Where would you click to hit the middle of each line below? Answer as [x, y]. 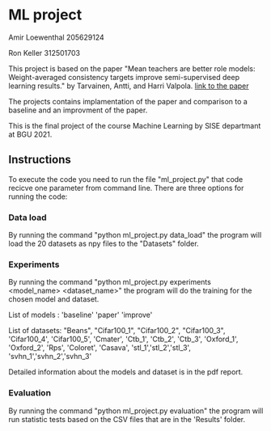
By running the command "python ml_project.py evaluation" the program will [136, 411]
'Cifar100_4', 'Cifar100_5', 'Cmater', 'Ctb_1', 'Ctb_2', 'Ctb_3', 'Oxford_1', [123, 339]
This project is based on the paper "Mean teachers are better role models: [132, 68]
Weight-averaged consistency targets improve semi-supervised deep [124, 77]
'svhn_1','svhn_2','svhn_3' [50, 357]
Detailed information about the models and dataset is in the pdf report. [126, 372]
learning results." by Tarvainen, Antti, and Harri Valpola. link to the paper [129, 86]
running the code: [38, 196]
